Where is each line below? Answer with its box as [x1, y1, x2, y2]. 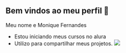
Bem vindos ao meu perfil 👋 [5, 6, 109, 16]
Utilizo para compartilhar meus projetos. [14, 39, 113, 47]
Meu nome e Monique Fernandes [5, 21, 87, 28]
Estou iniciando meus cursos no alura [14, 33, 106, 40]
